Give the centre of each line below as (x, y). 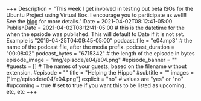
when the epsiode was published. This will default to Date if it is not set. (96, 34)
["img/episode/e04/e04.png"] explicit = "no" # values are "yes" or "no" (95, 79)
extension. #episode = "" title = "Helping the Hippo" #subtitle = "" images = (100, 72)
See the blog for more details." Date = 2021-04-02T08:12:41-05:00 (89, 21)
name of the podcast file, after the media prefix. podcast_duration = (91, 47)
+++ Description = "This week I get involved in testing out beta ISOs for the (100, 9)
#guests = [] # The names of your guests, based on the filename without (97, 66)
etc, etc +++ (22, 92)
